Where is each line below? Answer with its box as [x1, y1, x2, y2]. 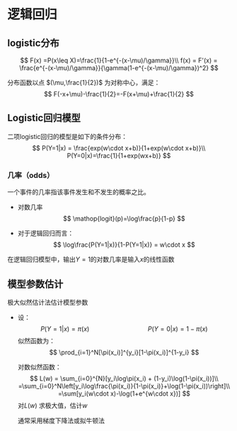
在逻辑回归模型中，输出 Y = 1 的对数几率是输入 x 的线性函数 [7, 255, 175, 264]
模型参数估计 [7, 278, 64, 290]
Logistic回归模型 [7, 112, 81, 124]
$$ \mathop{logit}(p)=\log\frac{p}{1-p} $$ [63, 214, 185, 223]
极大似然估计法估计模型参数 [7, 298, 88, 306]
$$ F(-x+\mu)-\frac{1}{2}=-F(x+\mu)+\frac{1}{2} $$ [43, 90, 195, 98]
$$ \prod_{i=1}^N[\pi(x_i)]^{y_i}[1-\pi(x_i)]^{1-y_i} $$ [49, 348, 200, 357]
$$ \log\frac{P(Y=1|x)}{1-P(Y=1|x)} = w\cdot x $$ [52, 240, 196, 249]
